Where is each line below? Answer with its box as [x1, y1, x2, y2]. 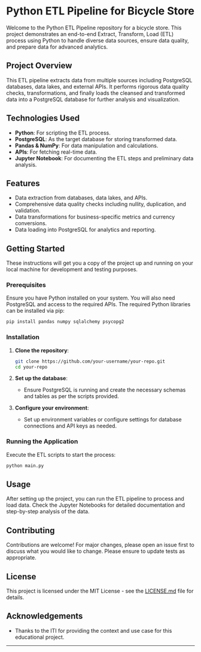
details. [6, 594, 25, 601]
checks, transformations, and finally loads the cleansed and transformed [6, 89, 185, 97]
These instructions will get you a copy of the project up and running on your [6, 259, 193, 267]
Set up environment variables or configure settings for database [23, 416, 182, 423]
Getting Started [6, 243, 65, 253]
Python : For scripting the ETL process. [14, 129, 111, 136]
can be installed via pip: [6, 307, 65, 315]
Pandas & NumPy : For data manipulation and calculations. [14, 142, 159, 149]
